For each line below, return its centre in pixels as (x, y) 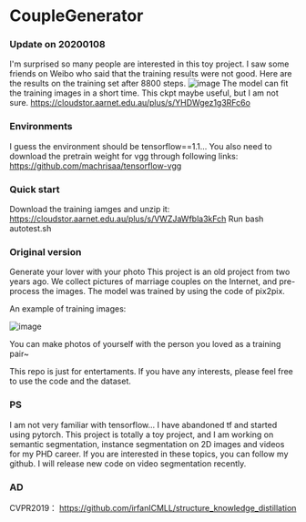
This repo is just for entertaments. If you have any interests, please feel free (152, 372)
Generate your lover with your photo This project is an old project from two (150, 272)
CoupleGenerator (76, 16)
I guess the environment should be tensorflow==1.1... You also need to (141, 146)
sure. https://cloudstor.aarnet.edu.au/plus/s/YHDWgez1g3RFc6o (130, 103)
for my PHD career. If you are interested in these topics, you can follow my (149, 454)
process (25, 292)
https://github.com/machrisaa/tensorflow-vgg (96, 166)
